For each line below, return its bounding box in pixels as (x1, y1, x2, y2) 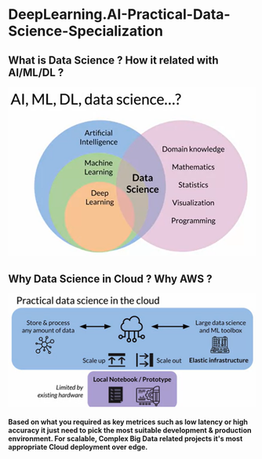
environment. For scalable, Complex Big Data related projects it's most (8, 434, 243, 443)
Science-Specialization (8, 22, 163, 40)
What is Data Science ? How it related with (8, 53, 219, 67)
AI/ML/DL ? (8, 65, 64, 79)
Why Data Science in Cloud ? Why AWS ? (8, 272, 213, 285)
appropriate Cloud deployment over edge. (8, 442, 148, 452)
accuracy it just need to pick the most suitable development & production (8, 426, 252, 435)
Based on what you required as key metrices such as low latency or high (8, 417, 249, 427)
